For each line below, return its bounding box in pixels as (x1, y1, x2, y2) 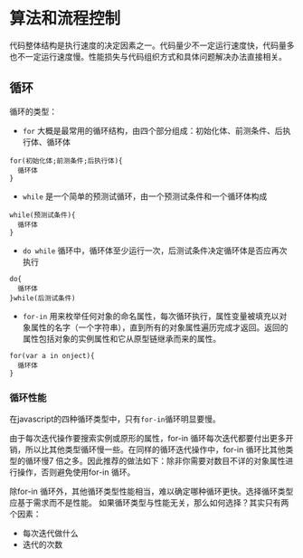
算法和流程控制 (9, 8, 121, 29)
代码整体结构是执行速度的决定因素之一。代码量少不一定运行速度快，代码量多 (9, 40, 295, 51)
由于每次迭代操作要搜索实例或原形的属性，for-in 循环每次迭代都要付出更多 (9, 433, 286, 444)
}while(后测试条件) (9, 293, 76, 303)
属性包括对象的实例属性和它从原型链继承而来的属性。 (22, 333, 222, 344)
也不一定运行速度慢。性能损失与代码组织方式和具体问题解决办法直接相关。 (9, 51, 287, 61)
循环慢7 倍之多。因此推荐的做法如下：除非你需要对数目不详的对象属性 (24, 456, 286, 467)
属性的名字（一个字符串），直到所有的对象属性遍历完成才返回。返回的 (30, 322, 289, 333)
